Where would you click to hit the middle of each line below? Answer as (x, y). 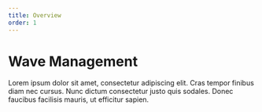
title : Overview (35, 15)
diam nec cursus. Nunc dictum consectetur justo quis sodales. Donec (121, 92)
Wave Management (73, 61)
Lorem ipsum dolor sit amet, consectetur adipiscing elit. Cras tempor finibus (131, 83)
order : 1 (22, 23)
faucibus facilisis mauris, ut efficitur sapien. (79, 99)
